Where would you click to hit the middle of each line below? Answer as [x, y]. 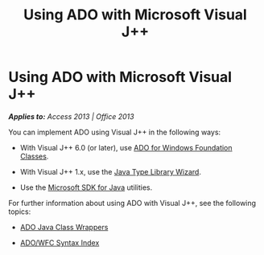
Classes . [34, 156]
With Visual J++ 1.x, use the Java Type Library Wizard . [110, 171]
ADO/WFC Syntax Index [60, 242]
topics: [20, 212]
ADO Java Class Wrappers [64, 227]
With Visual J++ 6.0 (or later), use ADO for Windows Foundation [126, 147]
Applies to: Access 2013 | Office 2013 [71, 116]
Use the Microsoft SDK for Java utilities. [86, 187]
